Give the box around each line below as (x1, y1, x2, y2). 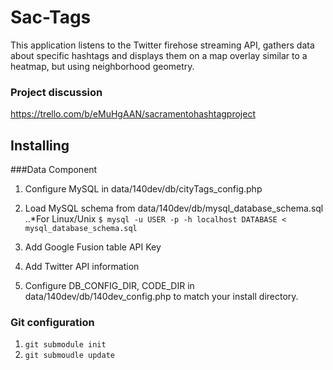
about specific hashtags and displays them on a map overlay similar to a (10, 49, 308, 61)
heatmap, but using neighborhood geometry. (10, 60, 195, 72)
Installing (10, 137, 70, 154)
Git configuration (10, 315, 95, 329)
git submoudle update (24, 351, 115, 361)
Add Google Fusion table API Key (24, 241, 162, 253)
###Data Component (10, 164, 98, 176)
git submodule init (24, 340, 107, 350)
